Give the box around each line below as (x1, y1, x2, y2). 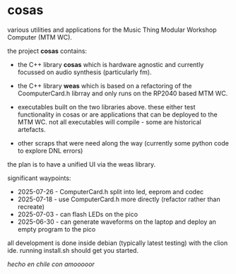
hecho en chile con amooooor (7, 260, 95, 268)
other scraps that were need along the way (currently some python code (17, 138, 230, 147)
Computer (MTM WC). (7, 32, 73, 41)
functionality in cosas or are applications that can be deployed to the (17, 110, 218, 119)
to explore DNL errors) (17, 146, 83, 155)
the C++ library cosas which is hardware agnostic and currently (17, 60, 204, 68)
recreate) (17, 202, 45, 210)
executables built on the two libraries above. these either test (17, 102, 196, 111)
